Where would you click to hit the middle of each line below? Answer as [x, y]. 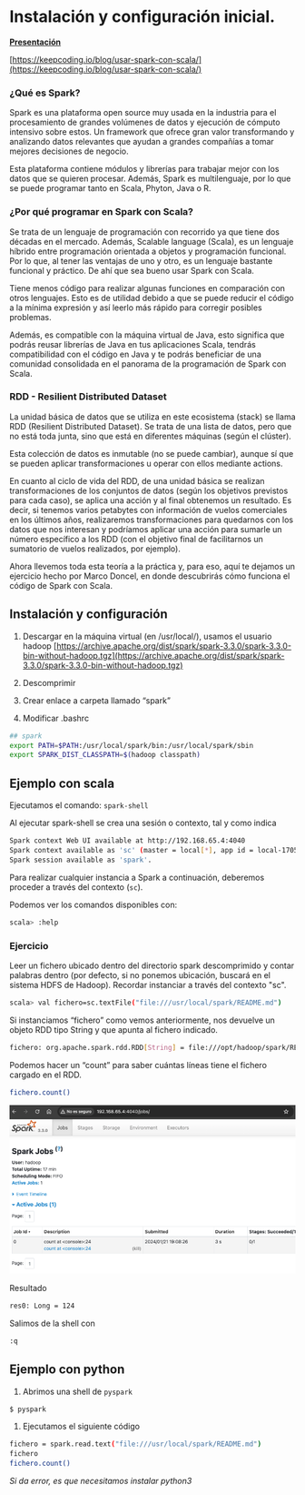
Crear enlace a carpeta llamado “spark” [96, 700]
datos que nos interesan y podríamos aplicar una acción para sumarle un [146, 529]
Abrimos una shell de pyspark [78, 1391]
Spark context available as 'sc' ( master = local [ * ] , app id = [132, 850]
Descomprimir [49, 682]
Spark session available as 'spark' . [81, 860]
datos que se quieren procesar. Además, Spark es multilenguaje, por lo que [150, 178]
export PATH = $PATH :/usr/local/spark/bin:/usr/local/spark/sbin [132, 745]
